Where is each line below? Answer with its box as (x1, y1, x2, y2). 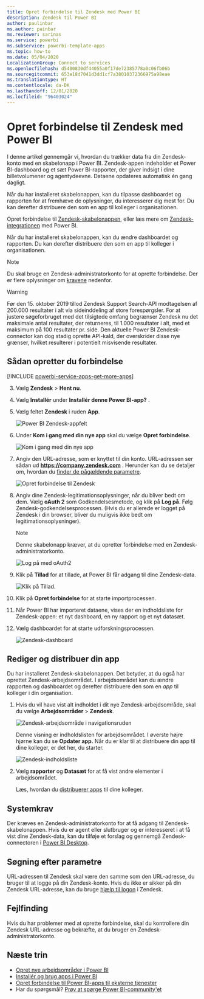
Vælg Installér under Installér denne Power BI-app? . (15, 396, 151, 403)
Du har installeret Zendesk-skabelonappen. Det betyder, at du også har (7, 670, 185, 677)
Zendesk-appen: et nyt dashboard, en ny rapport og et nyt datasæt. (15, 612, 186, 620)
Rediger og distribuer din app (7, 654, 120, 664)
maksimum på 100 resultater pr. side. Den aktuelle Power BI (7, 326, 155, 333)
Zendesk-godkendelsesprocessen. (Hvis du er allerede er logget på (15, 504, 185, 511)
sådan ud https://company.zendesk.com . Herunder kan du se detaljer (15, 461, 195, 469)
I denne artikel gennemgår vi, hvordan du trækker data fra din (7, 153, 161, 160)
